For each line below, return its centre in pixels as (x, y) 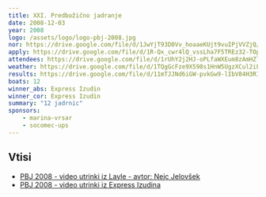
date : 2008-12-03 (37, 23)
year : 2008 (26, 30)
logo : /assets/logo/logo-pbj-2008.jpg (72, 37)
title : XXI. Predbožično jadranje (65, 15)
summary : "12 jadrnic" (46, 103)
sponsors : (25, 111)
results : (23, 74)
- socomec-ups (46, 125)
